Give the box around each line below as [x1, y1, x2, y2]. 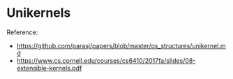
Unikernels [6, 5, 71, 21]
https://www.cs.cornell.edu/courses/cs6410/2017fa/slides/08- [16, 56, 196, 64]
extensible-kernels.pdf [16, 64, 82, 72]
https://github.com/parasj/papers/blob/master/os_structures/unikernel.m [16, 41, 226, 50]
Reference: [6, 28, 38, 36]
